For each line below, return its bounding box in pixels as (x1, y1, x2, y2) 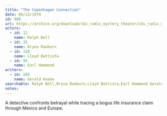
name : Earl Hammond (14, 63, 55, 68)
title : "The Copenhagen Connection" (5, 7, 81, 12)
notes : (5, 86, 19, 91)
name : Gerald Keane (14, 77, 55, 82)
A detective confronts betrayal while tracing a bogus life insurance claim (5, 100, 154, 106)
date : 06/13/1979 (5, 12, 41, 17)
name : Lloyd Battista (14, 53, 59, 59)
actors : (5, 26, 21, 31)
